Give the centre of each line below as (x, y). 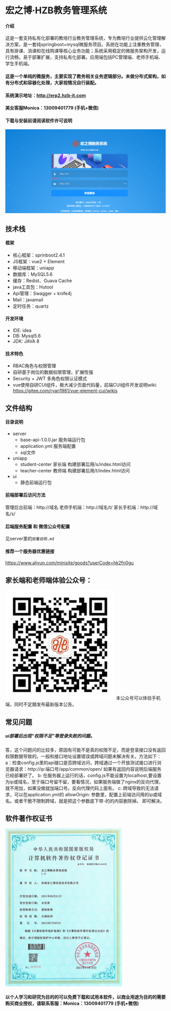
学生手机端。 (19, 64)
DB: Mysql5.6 (27, 336)
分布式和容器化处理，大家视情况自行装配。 (54, 83)
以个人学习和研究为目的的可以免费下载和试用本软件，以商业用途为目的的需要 (85, 997)
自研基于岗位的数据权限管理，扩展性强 (53, 372)
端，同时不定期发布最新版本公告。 (41, 704)
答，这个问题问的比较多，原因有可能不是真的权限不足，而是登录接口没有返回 (85, 750)
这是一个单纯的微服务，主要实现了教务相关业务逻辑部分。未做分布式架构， (83, 76)
